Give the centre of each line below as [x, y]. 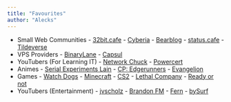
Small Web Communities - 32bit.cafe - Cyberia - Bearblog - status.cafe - [120, 39]
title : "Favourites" [37, 13]
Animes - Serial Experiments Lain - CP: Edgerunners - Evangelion [110, 69]
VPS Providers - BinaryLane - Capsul [70, 54]
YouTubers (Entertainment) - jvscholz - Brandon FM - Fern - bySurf [113, 91]
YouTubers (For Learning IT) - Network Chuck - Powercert [100, 61]
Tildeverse [32, 47]
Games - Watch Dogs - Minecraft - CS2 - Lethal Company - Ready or [115, 76]
